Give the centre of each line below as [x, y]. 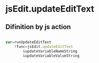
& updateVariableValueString [51, 56]
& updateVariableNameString [50, 51]
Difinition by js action [38, 27]
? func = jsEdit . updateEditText [44, 47]
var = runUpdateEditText [28, 42]
